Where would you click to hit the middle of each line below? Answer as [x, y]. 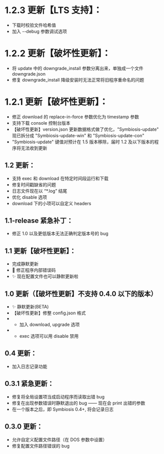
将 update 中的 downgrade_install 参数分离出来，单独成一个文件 [77, 68]
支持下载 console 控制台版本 [41, 123]
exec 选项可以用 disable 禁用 [49, 336]
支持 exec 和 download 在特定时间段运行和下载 [60, 178]
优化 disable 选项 [29, 197]
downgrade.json [29, 74]
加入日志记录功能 [29, 366]
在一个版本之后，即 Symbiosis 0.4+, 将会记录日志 [63, 409]
